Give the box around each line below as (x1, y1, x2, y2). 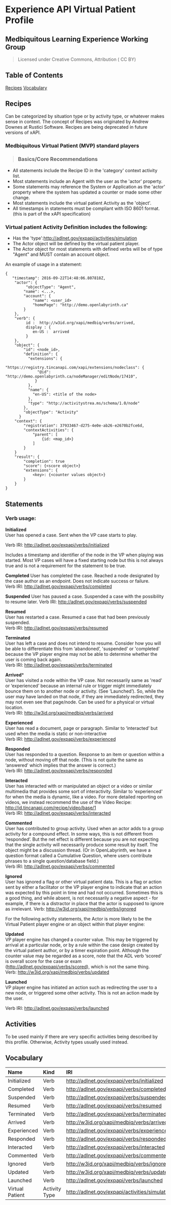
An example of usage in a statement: (5, 262, 82, 268)
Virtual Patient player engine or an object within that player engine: (5, 921, 145, 927)
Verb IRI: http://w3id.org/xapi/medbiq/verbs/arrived (5, 710, 113, 716)
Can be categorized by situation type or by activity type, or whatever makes (5, 113, 164, 119)
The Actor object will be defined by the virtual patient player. (12, 241, 140, 247)
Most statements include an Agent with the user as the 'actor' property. (12, 178, 163, 184)
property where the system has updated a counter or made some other (12, 189, 162, 195)
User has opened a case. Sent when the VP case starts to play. (5, 532, 137, 538)
